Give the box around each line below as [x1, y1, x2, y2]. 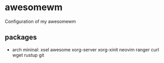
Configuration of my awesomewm [5, 18, 76, 24]
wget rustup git [12, 52, 44, 58]
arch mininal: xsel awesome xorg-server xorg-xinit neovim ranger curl [12, 46, 159, 52]
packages [5, 33, 37, 42]
